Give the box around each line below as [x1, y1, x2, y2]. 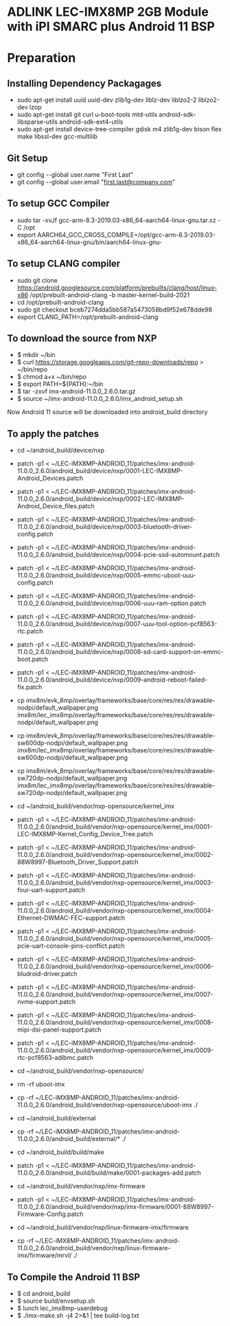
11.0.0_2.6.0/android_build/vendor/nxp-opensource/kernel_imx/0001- [16, 823, 213, 831]
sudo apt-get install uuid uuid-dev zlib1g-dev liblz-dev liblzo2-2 [16, 96, 197, 104]
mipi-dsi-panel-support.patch [16, 1025, 102, 1034]
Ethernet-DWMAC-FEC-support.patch [16, 914, 126, 922]
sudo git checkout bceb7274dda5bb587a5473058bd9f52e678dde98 [16, 305, 213, 314]
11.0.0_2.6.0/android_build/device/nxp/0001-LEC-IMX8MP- [16, 467, 183, 475]
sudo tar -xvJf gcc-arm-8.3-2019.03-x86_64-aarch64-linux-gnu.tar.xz [16, 216, 216, 224]
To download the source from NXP [7, 333, 157, 345]
